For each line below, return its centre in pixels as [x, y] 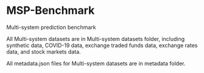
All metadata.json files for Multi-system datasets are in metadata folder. [96, 63]
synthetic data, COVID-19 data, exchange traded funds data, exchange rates [102, 45]
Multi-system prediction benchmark [51, 27]
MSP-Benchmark [51, 11]
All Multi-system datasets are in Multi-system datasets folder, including [96, 39]
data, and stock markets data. [44, 51]
